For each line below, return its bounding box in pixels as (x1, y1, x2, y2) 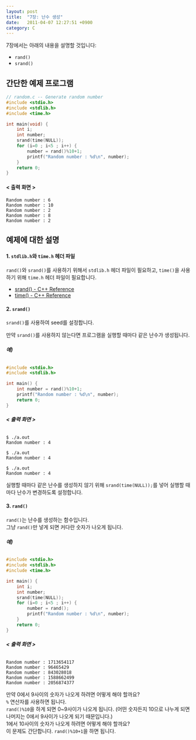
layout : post (6, 8, 38, 15)
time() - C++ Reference (14, 292, 71, 299)
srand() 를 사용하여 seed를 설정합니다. (6, 319, 94, 326)
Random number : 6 (6, 197, 51, 203)
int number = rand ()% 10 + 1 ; (16, 386, 82, 392)
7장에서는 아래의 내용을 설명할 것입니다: (6, 42, 97, 49)
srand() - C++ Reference (14, 286, 74, 293)
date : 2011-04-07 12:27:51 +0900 (6, 19, 93, 25)
